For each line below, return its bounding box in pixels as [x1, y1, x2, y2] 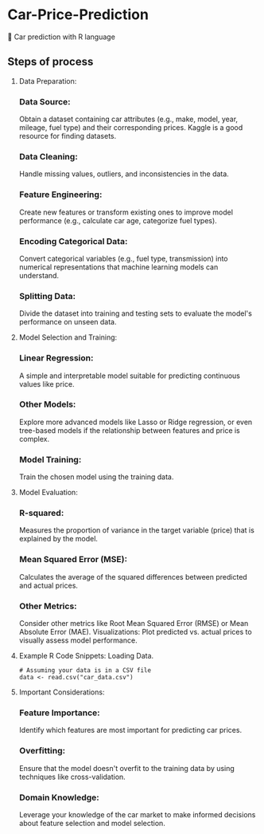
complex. [18, 434, 49, 443]
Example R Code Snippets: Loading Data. [18, 651, 154, 661]
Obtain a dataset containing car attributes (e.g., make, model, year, [18, 114, 239, 124]
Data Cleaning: [18, 151, 79, 162]
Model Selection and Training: [18, 332, 118, 342]
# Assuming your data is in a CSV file [18, 667, 152, 675]
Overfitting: [18, 745, 65, 757]
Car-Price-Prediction [7, 6, 149, 24]
